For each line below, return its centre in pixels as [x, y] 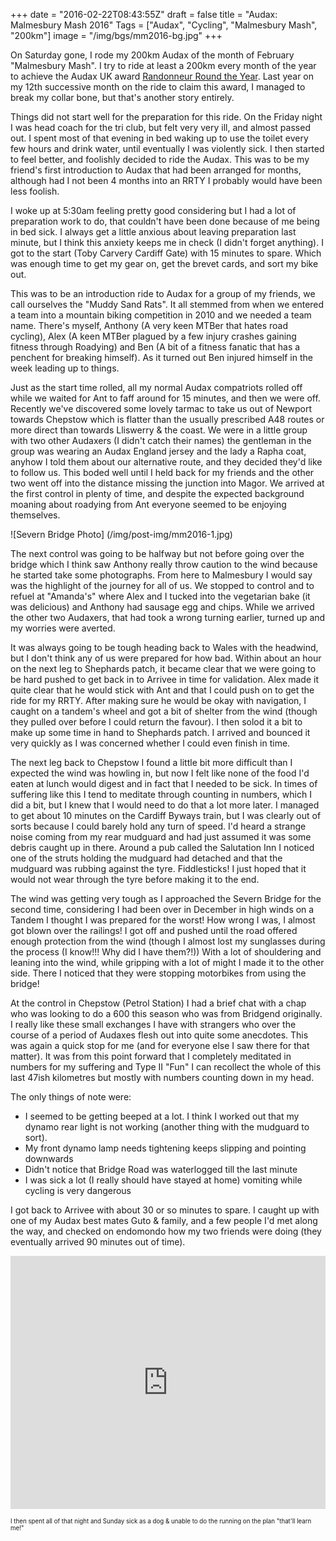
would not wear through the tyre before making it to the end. [135, 879]
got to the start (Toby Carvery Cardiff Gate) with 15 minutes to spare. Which [166, 253]
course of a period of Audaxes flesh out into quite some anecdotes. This [159, 1035]
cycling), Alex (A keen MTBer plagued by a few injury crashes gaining [153, 336]
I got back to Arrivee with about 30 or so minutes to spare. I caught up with [165, 1210]
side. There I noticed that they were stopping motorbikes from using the [158, 973]
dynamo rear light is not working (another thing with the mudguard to [167, 1127]
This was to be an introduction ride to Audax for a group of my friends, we [163, 293]
